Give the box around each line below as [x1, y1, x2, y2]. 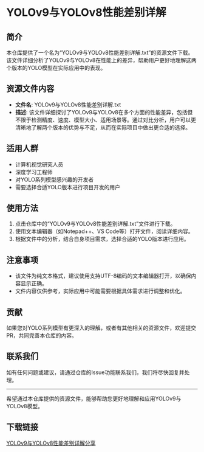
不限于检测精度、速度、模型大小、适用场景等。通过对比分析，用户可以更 [15, 116, 196, 123]
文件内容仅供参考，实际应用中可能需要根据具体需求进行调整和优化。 [15, 287, 186, 295]
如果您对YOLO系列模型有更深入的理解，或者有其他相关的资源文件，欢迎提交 [6, 324, 196, 332]
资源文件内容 [6, 83, 55, 94]
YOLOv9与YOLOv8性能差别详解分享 [6, 439, 96, 447]
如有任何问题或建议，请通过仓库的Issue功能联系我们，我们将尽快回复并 [6, 369, 185, 376]
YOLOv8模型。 [6, 402, 44, 409]
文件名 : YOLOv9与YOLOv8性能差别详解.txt [15, 101, 121, 108]
